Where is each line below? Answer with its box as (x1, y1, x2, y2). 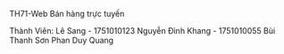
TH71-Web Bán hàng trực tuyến (9, 9, 125, 19)
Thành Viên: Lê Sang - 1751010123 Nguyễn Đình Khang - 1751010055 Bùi (9, 26, 276, 35)
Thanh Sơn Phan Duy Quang (9, 35, 114, 45)
